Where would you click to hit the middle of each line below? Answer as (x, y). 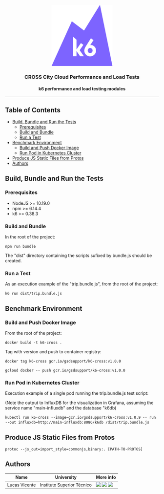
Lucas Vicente (21, 485)
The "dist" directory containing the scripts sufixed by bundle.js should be (79, 255)
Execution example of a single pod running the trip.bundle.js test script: (77, 393)
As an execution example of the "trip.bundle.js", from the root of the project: (82, 284)
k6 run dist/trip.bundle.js (34, 294)
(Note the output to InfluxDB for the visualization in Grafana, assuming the (79, 403)
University (66, 477)
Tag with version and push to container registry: (53, 351)
